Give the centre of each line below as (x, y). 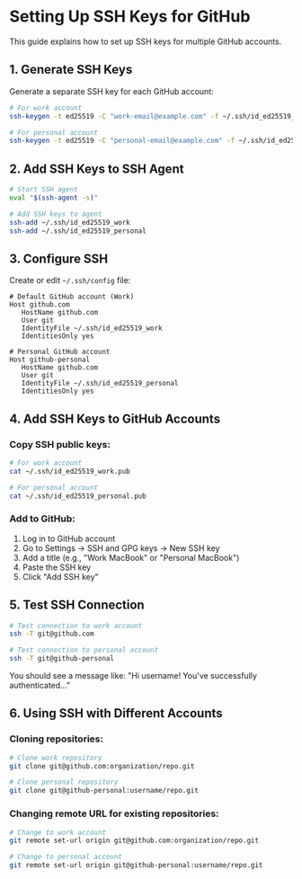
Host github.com (40, 305)
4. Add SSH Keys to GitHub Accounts (115, 418)
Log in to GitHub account (68, 538)
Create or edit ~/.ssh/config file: (70, 280)
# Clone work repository (56, 758)
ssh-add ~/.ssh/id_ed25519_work (70, 222)
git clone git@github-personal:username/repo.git (104, 791)
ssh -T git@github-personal (62, 659)
